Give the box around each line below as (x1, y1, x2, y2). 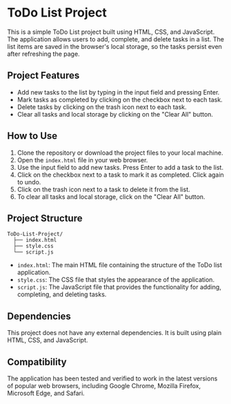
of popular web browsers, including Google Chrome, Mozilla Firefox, (7, 382, 201, 389)
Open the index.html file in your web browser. (17, 155, 148, 164)
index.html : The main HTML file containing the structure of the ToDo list (17, 261, 222, 269)
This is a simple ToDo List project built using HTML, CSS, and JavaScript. (7, 28, 215, 36)
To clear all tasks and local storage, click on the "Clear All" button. (17, 192, 205, 201)
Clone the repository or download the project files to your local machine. (17, 148, 223, 157)
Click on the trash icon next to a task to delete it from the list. (17, 185, 191, 193)
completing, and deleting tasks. (17, 290, 107, 298)
